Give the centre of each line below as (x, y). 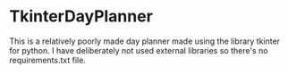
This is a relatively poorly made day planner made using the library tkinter (144, 41)
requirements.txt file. (48, 60)
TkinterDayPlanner (81, 16)
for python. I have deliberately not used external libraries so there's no (139, 50)
